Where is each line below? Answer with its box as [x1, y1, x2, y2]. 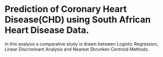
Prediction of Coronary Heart [4, 3, 127, 15]
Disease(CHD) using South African [4, 14, 151, 25]
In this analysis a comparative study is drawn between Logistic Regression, [4, 41, 159, 47]
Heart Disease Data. [4, 25, 89, 36]
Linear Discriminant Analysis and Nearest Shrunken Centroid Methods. [4, 46, 150, 52]
